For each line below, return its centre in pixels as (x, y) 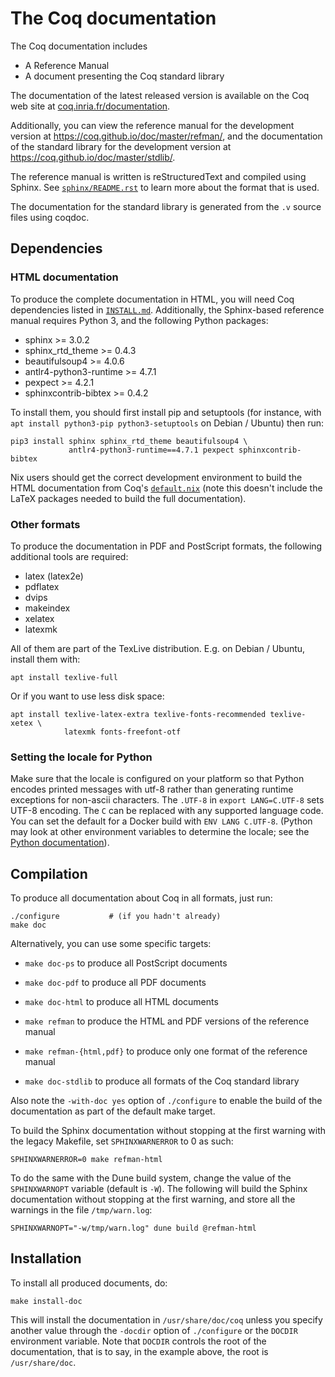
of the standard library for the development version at (121, 146)
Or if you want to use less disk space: (87, 696)
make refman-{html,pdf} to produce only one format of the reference (166, 1051)
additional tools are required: (69, 556)
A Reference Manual (67, 65)
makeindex (47, 608)
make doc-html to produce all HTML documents (121, 1002)
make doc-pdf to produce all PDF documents (115, 983)
